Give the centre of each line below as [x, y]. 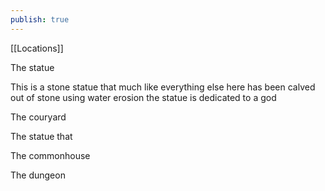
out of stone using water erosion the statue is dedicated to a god [143, 97]
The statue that [41, 136]
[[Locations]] [37, 48]
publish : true [40, 19]
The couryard [38, 117]
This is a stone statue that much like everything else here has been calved [163, 87]
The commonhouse [50, 155]
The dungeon [38, 175]
